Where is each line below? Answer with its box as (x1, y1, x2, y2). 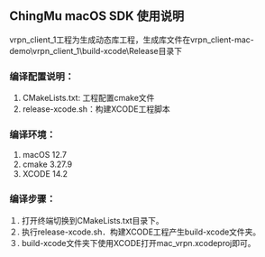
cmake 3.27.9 (22, 159, 73, 170)
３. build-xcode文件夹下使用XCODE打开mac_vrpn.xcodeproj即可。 (9, 237, 256, 248)
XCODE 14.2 (22, 169, 69, 179)
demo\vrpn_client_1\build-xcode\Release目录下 (9, 45, 183, 56)
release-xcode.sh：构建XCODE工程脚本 (22, 104, 170, 115)
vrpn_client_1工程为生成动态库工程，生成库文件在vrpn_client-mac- (9, 34, 255, 45)
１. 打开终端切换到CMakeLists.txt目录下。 (9, 215, 164, 225)
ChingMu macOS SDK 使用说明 (9, 8, 185, 24)
